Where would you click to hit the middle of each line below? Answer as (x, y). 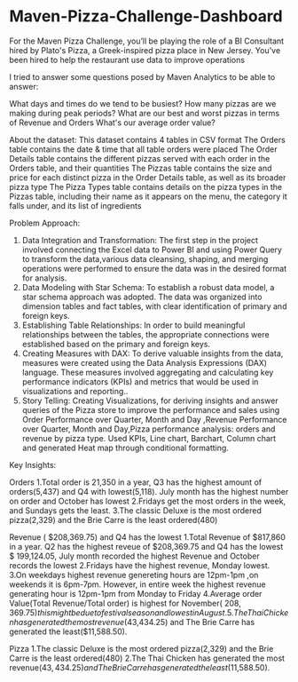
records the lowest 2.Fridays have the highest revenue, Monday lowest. (140, 565)
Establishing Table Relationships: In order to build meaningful (133, 325)
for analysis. (44, 278)
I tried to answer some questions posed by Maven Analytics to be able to (142, 76)
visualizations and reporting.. (75, 391)
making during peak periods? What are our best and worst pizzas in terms (145, 113)
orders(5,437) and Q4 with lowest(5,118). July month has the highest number (149, 491)
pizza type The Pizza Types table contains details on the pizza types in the (145, 186)
